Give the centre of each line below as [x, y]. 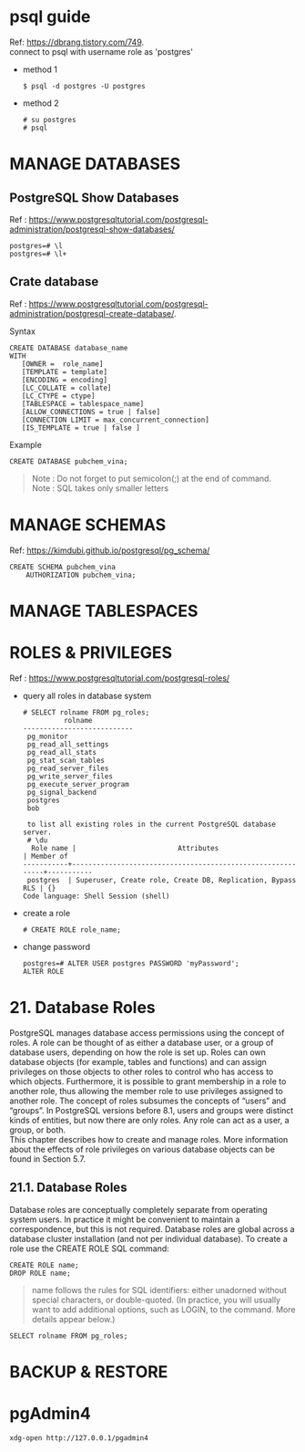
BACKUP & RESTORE [89, 1372]
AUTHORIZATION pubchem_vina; [81, 575]
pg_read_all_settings [68, 744]
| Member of [45, 856]
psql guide [50, 17]
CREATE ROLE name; [44, 1265]
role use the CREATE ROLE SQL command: [90, 1248]
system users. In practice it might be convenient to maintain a [125, 1219]
